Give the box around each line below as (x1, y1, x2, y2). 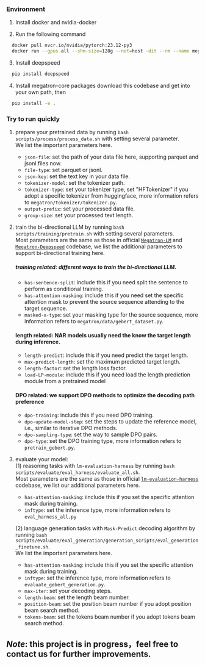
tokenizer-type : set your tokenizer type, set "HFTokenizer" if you (24, 185, 189, 193)
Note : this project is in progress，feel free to (6, 639, 179, 649)
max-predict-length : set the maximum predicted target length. (24, 358, 181, 365)
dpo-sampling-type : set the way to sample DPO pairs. (24, 431, 157, 438)
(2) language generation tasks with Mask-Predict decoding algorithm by (15, 525, 195, 532)
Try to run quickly (6, 115, 60, 123)
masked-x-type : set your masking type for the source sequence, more (24, 311, 198, 318)
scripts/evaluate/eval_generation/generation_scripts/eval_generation (15, 537, 199, 544)
